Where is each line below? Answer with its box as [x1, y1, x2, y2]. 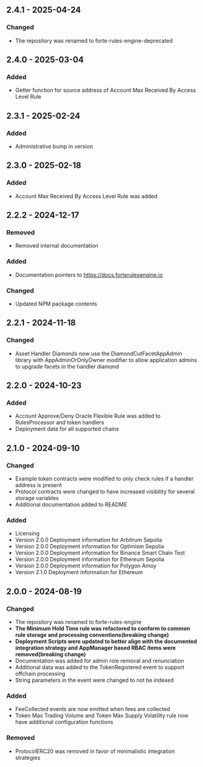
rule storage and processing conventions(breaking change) [15, 631, 169, 639]
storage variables [15, 495, 59, 502]
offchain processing [15, 670, 66, 678]
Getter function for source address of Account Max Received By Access [15, 86, 196, 94]
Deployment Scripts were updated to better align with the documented [15, 638, 198, 645]
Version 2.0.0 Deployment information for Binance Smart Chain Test [15, 549, 185, 557]
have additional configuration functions [15, 718, 114, 726]
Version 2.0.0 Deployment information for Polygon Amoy [15, 562, 157, 569]
